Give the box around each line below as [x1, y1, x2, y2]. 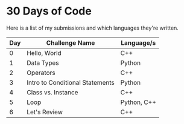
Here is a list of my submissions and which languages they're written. [6, 24, 179, 31]
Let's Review [27, 108, 63, 116]
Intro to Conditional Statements [27, 78, 115, 86]
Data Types [27, 59, 59, 67]
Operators [27, 68, 56, 77]
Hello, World [27, 48, 62, 57]
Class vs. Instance [27, 88, 78, 96]
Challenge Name [46, 38, 95, 47]
